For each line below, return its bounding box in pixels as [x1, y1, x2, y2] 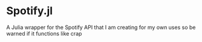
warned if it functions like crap [6, 30, 82, 37]
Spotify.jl [6, 4, 53, 18]
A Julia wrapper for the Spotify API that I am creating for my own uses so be [6, 24, 196, 31]
